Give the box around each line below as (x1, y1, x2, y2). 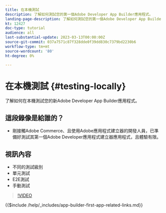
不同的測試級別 (12, 164, 43, 170)
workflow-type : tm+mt (5, 44, 50, 49)
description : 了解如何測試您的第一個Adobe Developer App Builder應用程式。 (5, 12, 153, 17)
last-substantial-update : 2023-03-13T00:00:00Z (5, 35, 106, 40)
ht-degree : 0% (5, 53, 35, 58)
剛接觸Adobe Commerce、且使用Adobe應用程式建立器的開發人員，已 (12, 128, 155, 134)
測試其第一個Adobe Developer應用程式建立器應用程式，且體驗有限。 (21, 134, 161, 140)
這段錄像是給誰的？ (5, 113, 64, 122)
